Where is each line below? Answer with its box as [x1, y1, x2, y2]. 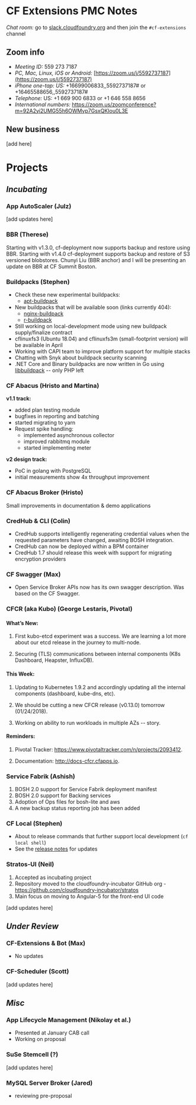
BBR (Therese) [6, 230, 49, 238]
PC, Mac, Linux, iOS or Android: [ [14, 69, 96, 77]
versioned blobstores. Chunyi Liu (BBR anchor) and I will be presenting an [6, 256, 186, 263]
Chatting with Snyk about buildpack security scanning [14, 354, 147, 361]
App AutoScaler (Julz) [6, 202, 72, 211]
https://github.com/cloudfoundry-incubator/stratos [14, 886, 139, 893]
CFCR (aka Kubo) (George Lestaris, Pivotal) [6, 605, 133, 613]
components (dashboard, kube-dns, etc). [14, 690, 115, 697]
